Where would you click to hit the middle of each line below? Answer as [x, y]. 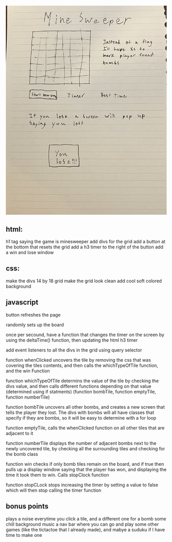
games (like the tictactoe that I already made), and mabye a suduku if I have [85, 529]
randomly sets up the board [35, 325]
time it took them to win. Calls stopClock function [57, 475]
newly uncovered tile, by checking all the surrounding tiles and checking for [85, 448]
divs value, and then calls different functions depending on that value [79, 386]
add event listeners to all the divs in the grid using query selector [74, 350]
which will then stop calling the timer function [54, 490]
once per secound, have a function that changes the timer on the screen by [85, 335]
